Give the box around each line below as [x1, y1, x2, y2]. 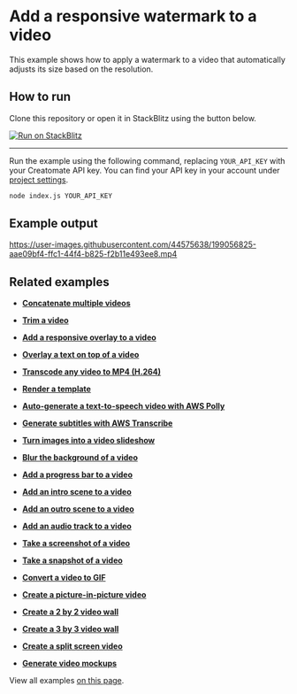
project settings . [9, 174, 69, 185]
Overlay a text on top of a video [21, 350, 140, 360]
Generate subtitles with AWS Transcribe [21, 418, 173, 428]
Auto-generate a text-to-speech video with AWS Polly [21, 401, 225, 412]
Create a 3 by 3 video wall [21, 624, 119, 635]
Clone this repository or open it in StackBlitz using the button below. [9, 112, 256, 123]
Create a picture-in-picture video [21, 590, 147, 600]
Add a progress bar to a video [21, 469, 133, 480]
